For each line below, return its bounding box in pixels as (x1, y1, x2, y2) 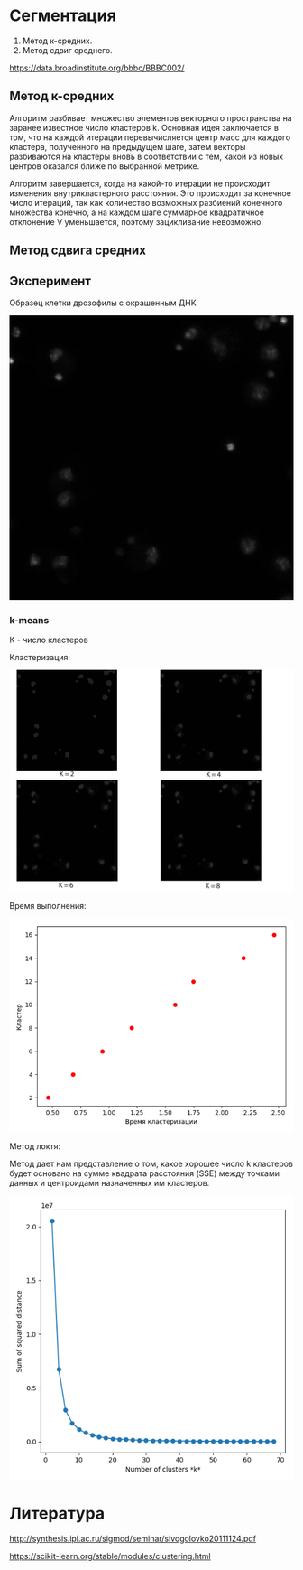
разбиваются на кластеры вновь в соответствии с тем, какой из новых (9, 151, 284, 162)
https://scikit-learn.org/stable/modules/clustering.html (9, 1550, 211, 1561)
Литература (9, 1503, 106, 1524)
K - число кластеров (9, 634, 88, 646)
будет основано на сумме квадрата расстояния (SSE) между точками (9, 1168, 280, 1179)
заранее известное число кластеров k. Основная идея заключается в (9, 122, 280, 133)
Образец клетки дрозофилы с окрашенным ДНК (9, 297, 197, 308)
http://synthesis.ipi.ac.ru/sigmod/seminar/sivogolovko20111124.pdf (9, 1533, 257, 1544)
